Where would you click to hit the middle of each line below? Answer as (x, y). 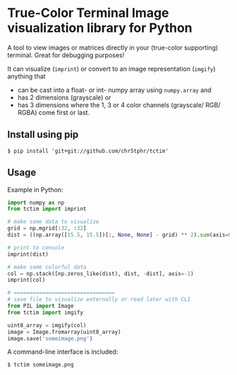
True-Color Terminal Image (88, 13)
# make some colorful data (47, 267)
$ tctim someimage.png (41, 365)
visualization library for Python (100, 28)
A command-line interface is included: (63, 352)
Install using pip (43, 135)
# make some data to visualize (53, 222)
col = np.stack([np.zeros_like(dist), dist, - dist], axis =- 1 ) (101, 273)
